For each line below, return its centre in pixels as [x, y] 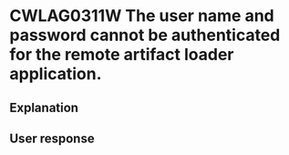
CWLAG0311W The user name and [142, 16]
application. [56, 74]
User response [52, 138]
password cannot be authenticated [145, 35]
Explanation [44, 107]
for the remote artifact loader [122, 55]
